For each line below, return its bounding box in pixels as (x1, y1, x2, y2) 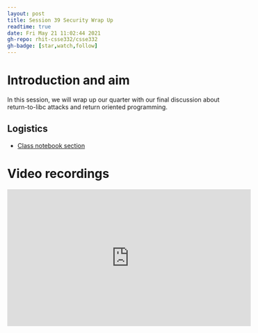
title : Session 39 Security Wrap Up (7, 17, 113, 24)
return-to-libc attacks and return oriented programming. (7, 102, 168, 111)
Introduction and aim (7, 72, 130, 88)
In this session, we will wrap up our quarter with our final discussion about (7, 95, 220, 104)
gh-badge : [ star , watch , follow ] (7, 42, 98, 49)
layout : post (7, 10, 45, 17)
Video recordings (7, 165, 110, 181)
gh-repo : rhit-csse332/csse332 (7, 36, 98, 43)
